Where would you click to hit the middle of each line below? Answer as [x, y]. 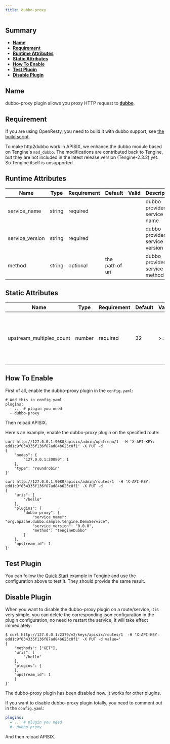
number [84, 338]
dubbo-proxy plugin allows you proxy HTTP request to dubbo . [70, 103]
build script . [18, 137]
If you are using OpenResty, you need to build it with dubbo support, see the [85, 131]
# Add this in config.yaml [34, 400]
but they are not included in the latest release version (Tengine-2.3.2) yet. [82, 157]
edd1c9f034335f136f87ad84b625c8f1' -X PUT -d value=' [63, 640]
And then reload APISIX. [30, 736]
